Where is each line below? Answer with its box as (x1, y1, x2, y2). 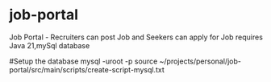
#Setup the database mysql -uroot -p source (9, 56, 158, 66)
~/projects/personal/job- (159, 56, 241, 66)
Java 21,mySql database (9, 40, 90, 50)
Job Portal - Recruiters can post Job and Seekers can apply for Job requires (9, 32, 263, 42)
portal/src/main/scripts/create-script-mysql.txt (9, 64, 165, 74)
